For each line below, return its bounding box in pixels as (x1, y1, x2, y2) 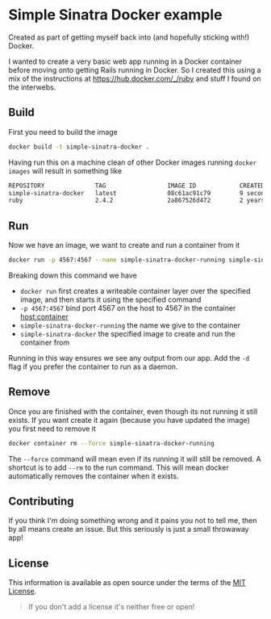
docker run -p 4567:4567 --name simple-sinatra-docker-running (8, 256, 226, 264)
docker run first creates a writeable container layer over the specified (19, 286, 252, 295)
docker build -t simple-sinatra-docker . (8, 143, 150, 151)
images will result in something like (8, 165, 123, 175)
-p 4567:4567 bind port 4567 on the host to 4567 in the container (19, 303, 236, 312)
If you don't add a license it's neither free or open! (27, 602, 195, 612)
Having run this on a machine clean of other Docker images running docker (8, 157, 256, 167)
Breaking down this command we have (8, 270, 137, 280)
